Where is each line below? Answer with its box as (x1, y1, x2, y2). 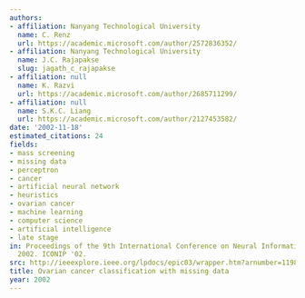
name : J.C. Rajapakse (17, 55, 100, 65)
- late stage (9, 233, 59, 242)
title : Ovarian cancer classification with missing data (9, 267, 230, 276)
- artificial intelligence (9, 224, 112, 233)
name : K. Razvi (17, 81, 75, 90)
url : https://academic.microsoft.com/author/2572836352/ (17, 38, 238, 48)
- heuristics (9, 191, 59, 200)
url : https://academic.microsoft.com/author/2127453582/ (17, 114, 238, 124)
